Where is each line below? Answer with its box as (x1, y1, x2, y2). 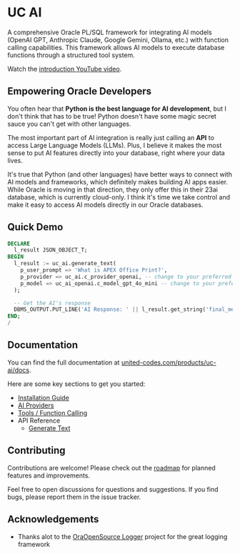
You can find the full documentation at (7, 358, 120, 367)
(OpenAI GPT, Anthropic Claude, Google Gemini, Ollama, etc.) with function (7, 35, 229, 44)
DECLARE (7, 240, 31, 247)
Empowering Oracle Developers (7, 85, 152, 97)
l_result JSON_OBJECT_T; (14, 247, 88, 254)
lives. (7, 156, 23, 164)
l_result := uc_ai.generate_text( (14, 260, 116, 267)
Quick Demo (7, 221, 64, 233)
